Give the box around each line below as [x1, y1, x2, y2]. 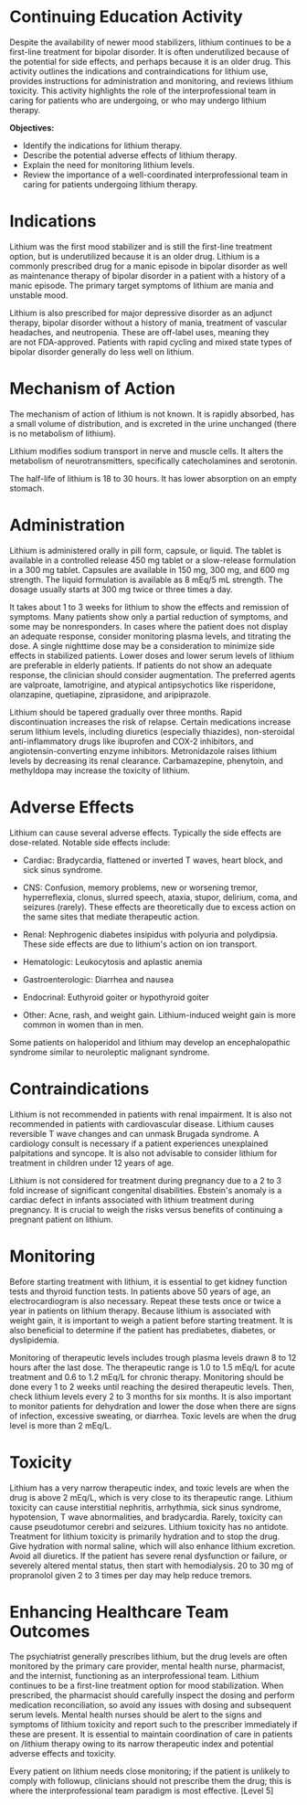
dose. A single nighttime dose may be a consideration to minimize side [9, 640, 276, 651]
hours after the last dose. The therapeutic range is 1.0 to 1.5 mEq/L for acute [9, 1362, 295, 1373]
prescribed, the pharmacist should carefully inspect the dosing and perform [9, 1690, 295, 1701]
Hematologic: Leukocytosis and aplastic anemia [22, 956, 203, 967]
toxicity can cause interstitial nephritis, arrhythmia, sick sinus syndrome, [9, 1502, 281, 1513]
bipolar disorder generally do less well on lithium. [9, 345, 195, 357]
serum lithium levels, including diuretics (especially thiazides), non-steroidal [9, 726, 295, 737]
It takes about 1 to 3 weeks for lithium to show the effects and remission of [9, 601, 290, 612]
